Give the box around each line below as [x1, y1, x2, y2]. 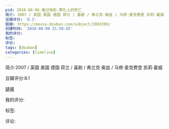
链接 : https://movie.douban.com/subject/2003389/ [5, 21, 111, 27]
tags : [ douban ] [5, 45, 38, 50]
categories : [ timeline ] [5, 50, 56, 55]
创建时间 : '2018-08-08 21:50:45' [5, 26, 73, 31]
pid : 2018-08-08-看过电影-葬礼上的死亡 [5, 7, 82, 13]
